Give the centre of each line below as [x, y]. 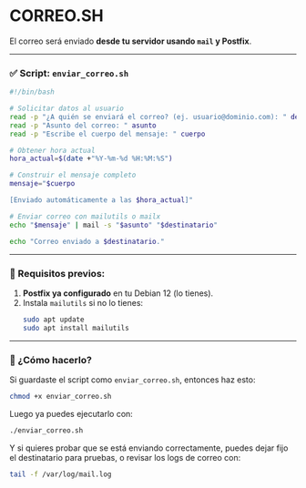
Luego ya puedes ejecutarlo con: [71, 413]
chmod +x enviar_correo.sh [61, 396]
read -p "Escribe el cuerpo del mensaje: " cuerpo [107, 134]
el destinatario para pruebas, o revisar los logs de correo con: [125, 457]
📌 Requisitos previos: [57, 273]
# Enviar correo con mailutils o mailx [85, 216]
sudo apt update [53, 320]
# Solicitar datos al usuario [67, 109]
